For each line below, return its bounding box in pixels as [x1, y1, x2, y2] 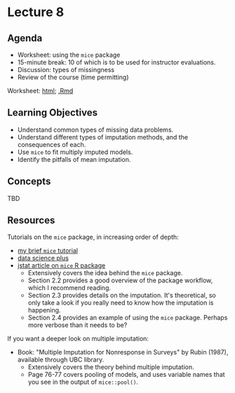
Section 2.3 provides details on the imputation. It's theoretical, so [27, 291, 216, 300]
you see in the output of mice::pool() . [27, 378, 139, 386]
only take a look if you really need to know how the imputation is [27, 298, 214, 307]
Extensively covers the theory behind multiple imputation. [27, 363, 194, 371]
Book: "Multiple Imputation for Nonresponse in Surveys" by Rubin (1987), [17, 348, 229, 357]
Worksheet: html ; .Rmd [7, 87, 74, 95]
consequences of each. [17, 140, 86, 149]
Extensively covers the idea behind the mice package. [27, 269, 183, 277]
